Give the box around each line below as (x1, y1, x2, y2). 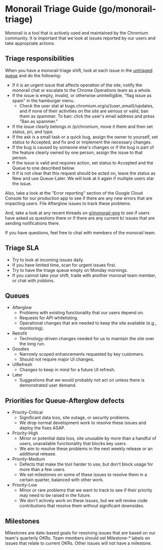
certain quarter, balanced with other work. (19, 477, 104, 483)
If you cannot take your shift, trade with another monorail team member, (12, 272, 157, 278)
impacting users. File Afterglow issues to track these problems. (5, 200, 131, 206)
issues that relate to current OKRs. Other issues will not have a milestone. (5, 540, 152, 546)
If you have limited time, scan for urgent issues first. (12, 262, 117, 268)
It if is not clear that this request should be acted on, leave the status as (12, 170, 156, 176)
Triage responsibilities (5, 55, 74, 63)
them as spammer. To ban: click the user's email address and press (19, 113, 155, 119)
